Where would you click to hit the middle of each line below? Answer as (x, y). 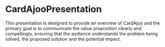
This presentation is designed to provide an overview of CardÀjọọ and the (83, 23)
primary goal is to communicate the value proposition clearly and (73, 28)
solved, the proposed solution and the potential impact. (63, 39)
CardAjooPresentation (53, 9)
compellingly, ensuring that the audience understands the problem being (81, 33)
